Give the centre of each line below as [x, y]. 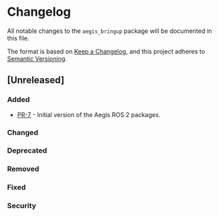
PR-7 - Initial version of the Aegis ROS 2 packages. [89, 114]
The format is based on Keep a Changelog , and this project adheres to [106, 51]
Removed [23, 169]
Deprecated [27, 151]
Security [22, 206]
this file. [18, 38]
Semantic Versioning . [37, 58]
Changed [23, 132]
